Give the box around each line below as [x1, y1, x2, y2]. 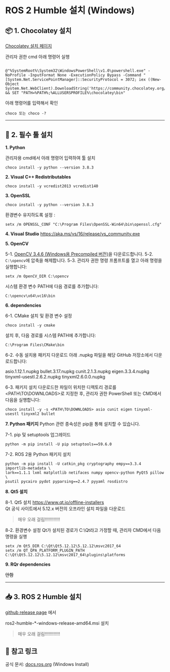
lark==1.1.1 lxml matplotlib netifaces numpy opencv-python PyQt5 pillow [5, 470, 164, 475]
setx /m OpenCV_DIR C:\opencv [5, 274, 69, 279]
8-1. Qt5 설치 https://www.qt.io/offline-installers [5, 499, 104, 505]
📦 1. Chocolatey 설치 [5, 26, 72, 35]
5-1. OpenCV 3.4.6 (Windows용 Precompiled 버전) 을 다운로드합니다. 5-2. [5, 251, 153, 257]
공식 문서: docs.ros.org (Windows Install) [5, 661, 90, 667]
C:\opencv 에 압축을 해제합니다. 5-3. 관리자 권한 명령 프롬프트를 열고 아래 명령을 [5, 257, 162, 263]
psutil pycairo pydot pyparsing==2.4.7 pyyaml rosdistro [5, 479, 128, 484]
